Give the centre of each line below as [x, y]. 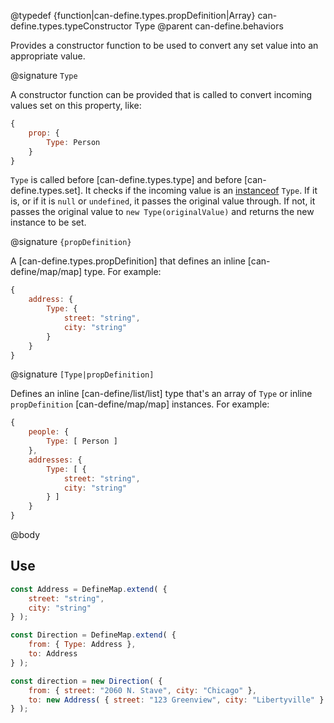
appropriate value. [48, 56]
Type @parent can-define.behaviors [209, 26]
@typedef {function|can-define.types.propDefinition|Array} [133, 15]
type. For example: [123, 272]
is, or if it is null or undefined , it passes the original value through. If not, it [163, 201]
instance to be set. [48, 222]
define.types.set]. [46, 191]
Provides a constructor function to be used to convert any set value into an [164, 45]
